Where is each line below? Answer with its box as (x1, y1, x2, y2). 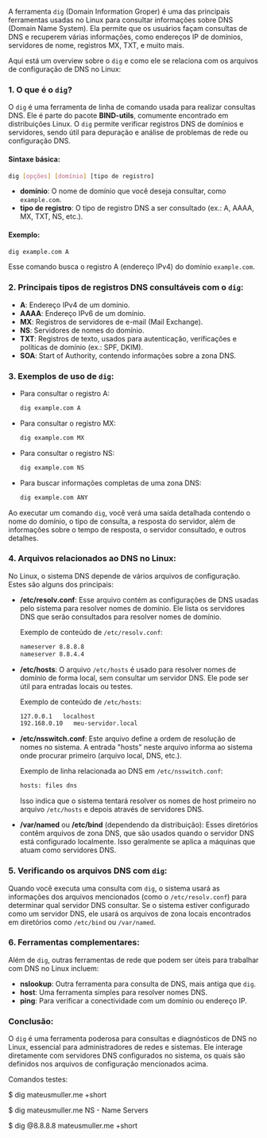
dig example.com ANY (19, 493, 88, 501)
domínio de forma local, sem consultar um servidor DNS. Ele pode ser (19, 672, 249, 683)
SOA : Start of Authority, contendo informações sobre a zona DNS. (19, 350, 237, 360)
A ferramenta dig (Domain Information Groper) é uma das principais (8, 7, 230, 16)
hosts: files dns (19, 781, 78, 790)
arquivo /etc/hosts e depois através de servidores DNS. (19, 805, 204, 814)
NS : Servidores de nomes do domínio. (19, 325, 145, 335)
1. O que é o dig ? (8, 84, 73, 95)
